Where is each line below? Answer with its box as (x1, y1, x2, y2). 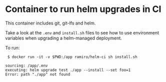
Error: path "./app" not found (5, 71, 70, 77)
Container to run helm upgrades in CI (5, 3, 161, 15)
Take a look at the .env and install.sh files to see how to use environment (5, 29, 159, 35)
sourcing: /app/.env (5, 63, 48, 68)
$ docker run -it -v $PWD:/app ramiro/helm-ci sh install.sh (7, 54, 137, 59)
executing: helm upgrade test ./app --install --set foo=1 (5, 67, 131, 72)
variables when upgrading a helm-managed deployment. (5, 35, 122, 41)
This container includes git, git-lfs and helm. (5, 20, 96, 26)
